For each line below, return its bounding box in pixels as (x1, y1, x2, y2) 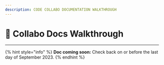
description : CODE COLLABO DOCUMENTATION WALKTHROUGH (5, 7, 117, 12)
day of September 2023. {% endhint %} (5, 54, 85, 60)
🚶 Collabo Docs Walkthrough (5, 28, 123, 39)
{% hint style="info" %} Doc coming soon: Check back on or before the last (5, 49, 159, 55)
